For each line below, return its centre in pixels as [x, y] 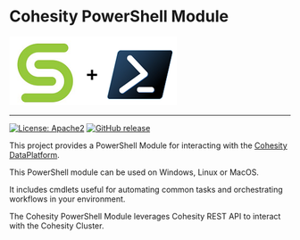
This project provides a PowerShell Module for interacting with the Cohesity [148, 145]
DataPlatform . [34, 154]
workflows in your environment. [67, 199]
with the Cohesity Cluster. [57, 226]
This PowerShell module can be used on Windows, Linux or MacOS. [134, 172]
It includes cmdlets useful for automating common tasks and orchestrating [146, 189]
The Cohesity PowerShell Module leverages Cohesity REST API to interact [145, 216]
